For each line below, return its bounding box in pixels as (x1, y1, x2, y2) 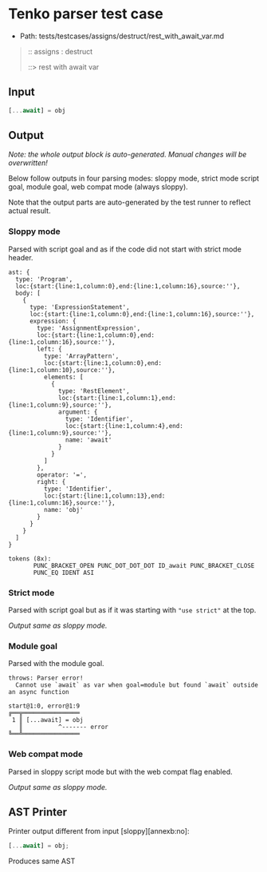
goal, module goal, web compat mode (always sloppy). (8, 182, 189, 192)
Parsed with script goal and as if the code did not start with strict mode (8, 244, 241, 254)
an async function (8, 688, 69, 696)
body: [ (15, 289, 41, 297)
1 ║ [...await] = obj (11, 716, 84, 724)
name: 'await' (65, 436, 112, 444)
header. (8, 252, 33, 262)
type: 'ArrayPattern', (43, 352, 120, 360)
